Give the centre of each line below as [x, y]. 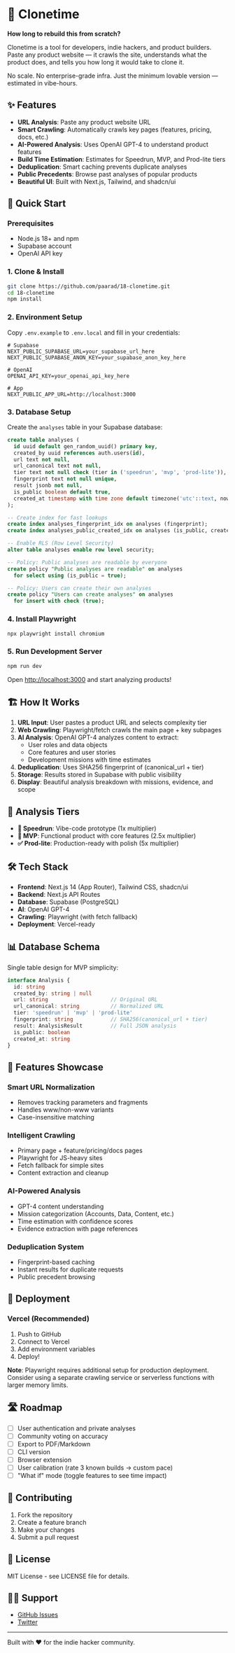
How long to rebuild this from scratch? [64, 34]
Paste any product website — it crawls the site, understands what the [107, 55]
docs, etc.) [33, 137]
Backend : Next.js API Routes [59, 894]
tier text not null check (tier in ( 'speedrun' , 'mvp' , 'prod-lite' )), [120, 473]
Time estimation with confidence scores [75, 1221]
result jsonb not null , [48, 486]
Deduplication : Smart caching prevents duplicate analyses [102, 167]
